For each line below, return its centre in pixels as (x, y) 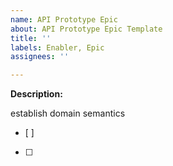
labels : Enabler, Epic (57, 47)
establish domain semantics (68, 113)
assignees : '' (40, 57)
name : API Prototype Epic (64, 19)
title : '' (31, 38)
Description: (36, 94)
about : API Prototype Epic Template (86, 29)
